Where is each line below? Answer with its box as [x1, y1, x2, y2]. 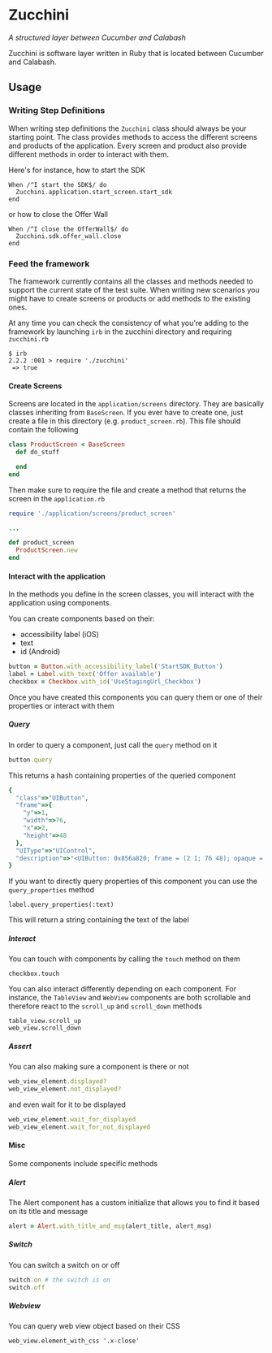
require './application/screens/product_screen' [8, 510, 176, 518]
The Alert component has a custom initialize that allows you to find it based [8, 1197, 260, 1208]
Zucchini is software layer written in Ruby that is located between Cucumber [8, 48, 264, 58]
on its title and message [8, 1206, 89, 1216]
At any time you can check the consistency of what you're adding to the [8, 318, 249, 327]
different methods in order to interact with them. [8, 149, 169, 159]
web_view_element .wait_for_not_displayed [8, 1123, 151, 1131]
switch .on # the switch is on [8, 1276, 111, 1284]
